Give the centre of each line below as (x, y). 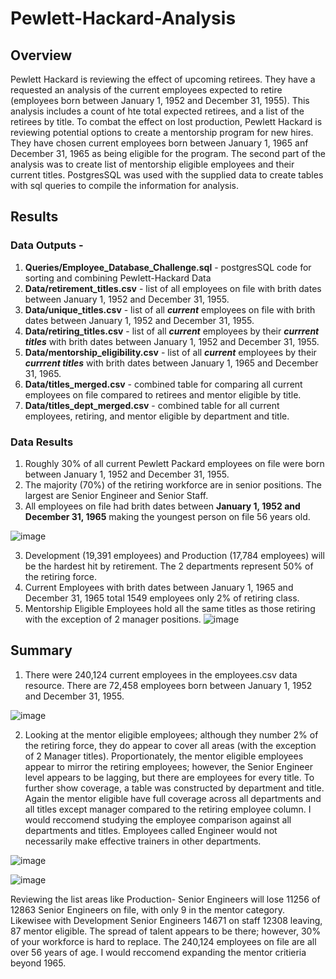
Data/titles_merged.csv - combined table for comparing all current (163, 384)
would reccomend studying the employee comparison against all (158, 819)
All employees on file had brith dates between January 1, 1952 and (162, 506)
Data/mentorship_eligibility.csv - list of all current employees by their (170, 352)
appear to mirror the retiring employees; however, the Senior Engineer (168, 766)
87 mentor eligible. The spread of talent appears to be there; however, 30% (166, 931)
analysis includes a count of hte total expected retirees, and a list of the (157, 111)
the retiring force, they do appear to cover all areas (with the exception (170, 745)
